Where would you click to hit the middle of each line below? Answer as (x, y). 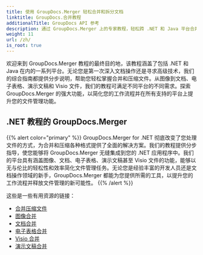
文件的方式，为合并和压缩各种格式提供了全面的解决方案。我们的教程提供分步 (101, 145)
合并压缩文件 (31, 208)
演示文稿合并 (31, 246)
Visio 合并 (27, 238)
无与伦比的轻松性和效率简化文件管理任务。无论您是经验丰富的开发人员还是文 (101, 168)
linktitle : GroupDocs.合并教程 (44, 17)
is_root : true (24, 46)
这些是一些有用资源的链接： (41, 195)
